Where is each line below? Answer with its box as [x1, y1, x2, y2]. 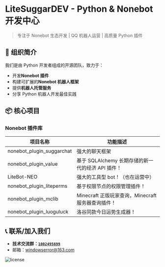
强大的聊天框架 [76, 148, 111, 155]
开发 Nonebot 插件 [12, 73, 49, 78]
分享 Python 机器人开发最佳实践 [12, 91, 77, 97]
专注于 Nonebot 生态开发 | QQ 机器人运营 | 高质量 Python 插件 [17, 32, 143, 38]
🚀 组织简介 [5, 48, 37, 57]
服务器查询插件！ [76, 199, 116, 206]
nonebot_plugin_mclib [7, 195, 59, 202]
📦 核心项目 [5, 107, 40, 115]
